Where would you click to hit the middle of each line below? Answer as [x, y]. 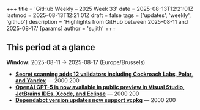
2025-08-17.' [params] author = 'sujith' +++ [61, 28]
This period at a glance [51, 47]
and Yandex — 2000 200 [47, 80]
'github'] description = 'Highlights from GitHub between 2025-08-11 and [97, 22]
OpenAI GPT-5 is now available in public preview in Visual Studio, [100, 87]
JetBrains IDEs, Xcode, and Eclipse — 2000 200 [77, 94]
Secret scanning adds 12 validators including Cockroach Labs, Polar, [104, 74]
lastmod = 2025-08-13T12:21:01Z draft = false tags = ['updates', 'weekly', [99, 15]
